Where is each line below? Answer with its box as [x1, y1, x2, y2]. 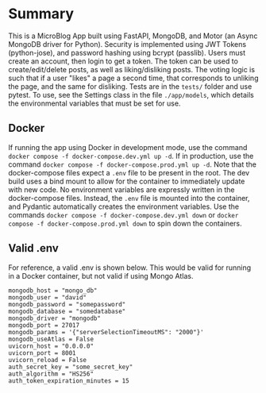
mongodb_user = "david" [8, 293, 87, 302]
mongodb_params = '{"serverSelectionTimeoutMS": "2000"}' [8, 328, 204, 336]
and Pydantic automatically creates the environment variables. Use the [8, 202, 240, 211]
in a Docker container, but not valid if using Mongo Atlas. [8, 271, 194, 280]
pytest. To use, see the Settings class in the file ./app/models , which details [8, 90, 254, 99]
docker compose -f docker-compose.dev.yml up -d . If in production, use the [8, 151, 254, 160]
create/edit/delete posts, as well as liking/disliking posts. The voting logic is [8, 64, 256, 74]
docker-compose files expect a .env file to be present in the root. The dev [8, 168, 250, 177]
